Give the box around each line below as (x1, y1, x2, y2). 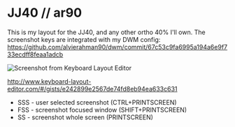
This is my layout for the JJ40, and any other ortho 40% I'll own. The (7, 28, 206, 36)
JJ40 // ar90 (7, 5, 83, 21)
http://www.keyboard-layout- (7, 77, 92, 85)
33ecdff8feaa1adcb (7, 50, 64, 59)
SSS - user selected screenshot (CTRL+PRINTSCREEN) (17, 98, 177, 106)
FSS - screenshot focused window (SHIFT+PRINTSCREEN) (17, 105, 187, 114)
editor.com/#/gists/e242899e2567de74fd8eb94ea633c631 (7, 84, 178, 93)
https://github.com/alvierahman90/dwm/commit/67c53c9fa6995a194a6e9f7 (7, 43, 228, 51)
